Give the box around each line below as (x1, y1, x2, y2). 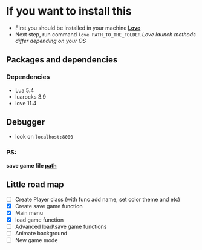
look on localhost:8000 (15, 133, 74, 140)
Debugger (6, 117, 45, 128)
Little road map (6, 180, 65, 190)
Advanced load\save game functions (15, 223, 107, 230)
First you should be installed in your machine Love (15, 24, 141, 31)
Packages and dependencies (6, 54, 118, 65)
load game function (15, 216, 64, 223)
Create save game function (15, 202, 83, 209)
